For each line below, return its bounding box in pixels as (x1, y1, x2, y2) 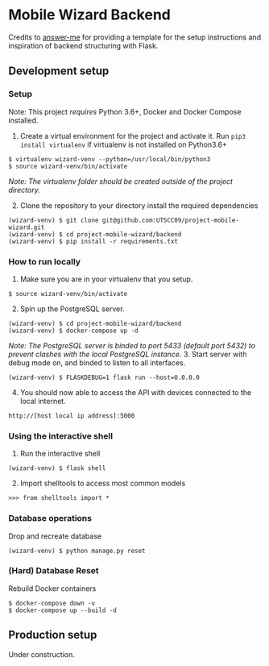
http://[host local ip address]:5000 (8, 411, 135, 420)
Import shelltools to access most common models (19, 478, 186, 489)
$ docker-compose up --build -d (8, 606, 117, 614)
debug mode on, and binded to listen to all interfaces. (8, 357, 186, 368)
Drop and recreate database (8, 531, 102, 541)
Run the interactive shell (19, 449, 101, 459)
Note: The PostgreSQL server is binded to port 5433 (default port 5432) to (8, 340, 256, 350)
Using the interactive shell (8, 430, 114, 441)
